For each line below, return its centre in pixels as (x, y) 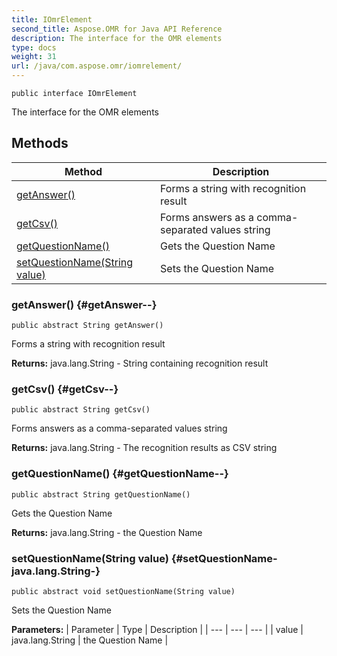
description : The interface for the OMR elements (117, 38)
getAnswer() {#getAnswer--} (84, 304)
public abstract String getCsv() (81, 410)
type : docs (34, 47)
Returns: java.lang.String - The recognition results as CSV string (144, 448)
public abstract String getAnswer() (87, 326)
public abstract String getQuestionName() (101, 494)
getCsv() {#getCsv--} (65, 389)
